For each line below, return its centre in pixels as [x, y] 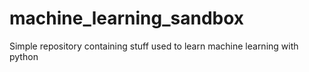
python [24, 56]
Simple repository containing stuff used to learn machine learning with [154, 46]
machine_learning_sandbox [127, 18]
